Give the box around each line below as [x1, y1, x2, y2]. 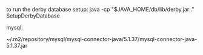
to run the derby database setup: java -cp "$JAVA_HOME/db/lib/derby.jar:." [6, 6, 195, 13]
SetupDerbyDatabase [6, 12, 61, 19]
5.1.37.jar [6, 42, 28, 49]
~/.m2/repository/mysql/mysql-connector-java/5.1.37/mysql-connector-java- [6, 36, 198, 42]
